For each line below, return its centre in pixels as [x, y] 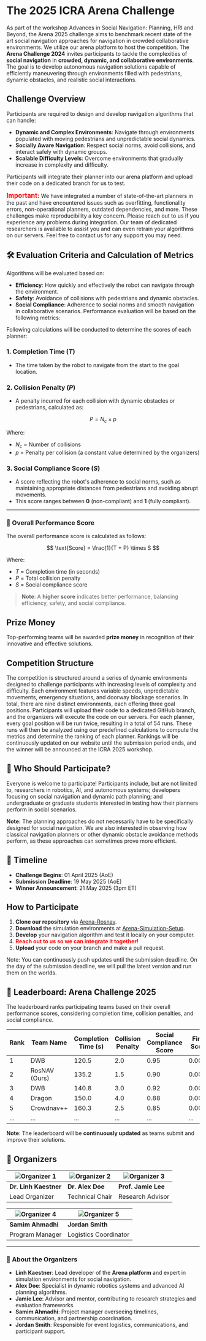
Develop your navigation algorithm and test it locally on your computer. [105, 935]
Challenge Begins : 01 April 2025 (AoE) [64, 875]
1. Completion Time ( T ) [41, 352]
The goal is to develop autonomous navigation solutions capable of [91, 66]
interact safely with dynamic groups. [61, 151]
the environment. [37, 291]
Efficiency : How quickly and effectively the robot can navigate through [105, 285]
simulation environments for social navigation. [73, 1279]
